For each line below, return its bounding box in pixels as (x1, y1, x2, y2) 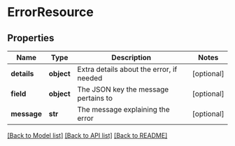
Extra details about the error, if (77, 64, 178, 74)
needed (77, 73, 103, 82)
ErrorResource (7, 4, 94, 20)
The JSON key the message (77, 85, 169, 94)
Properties (7, 32, 55, 44)
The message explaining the (77, 105, 170, 114)
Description (111, 53, 152, 62)
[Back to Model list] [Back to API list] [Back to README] (7, 131, 168, 140)
